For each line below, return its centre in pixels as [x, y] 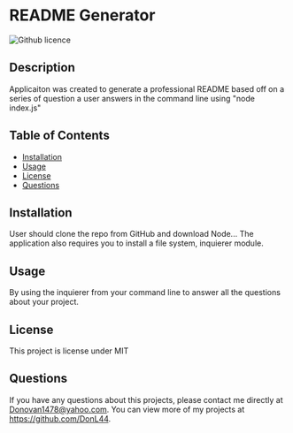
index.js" [25, 108]
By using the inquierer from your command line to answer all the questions [145, 292]
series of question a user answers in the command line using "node [132, 98]
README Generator [82, 15]
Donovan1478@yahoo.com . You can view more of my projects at [127, 409]
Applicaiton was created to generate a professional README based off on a [147, 88]
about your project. [44, 302]
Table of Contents [60, 136]
